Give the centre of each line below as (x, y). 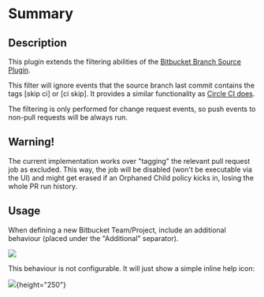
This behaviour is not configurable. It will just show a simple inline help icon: (132, 268)
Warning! (32, 142)
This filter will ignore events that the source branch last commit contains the (131, 85)
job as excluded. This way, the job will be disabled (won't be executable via (130, 169)
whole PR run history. (43, 186)
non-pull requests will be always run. (68, 117)
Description (37, 43)
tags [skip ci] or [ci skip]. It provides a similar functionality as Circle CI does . (132, 94)
